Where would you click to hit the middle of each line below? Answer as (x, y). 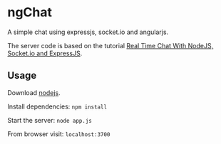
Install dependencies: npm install (57, 106)
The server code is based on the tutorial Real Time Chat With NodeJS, (110, 45)
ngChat (30, 12)
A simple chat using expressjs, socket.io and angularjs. (88, 32)
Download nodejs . (34, 92)
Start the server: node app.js (50, 120)
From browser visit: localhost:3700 (59, 134)
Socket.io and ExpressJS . (45, 53)
